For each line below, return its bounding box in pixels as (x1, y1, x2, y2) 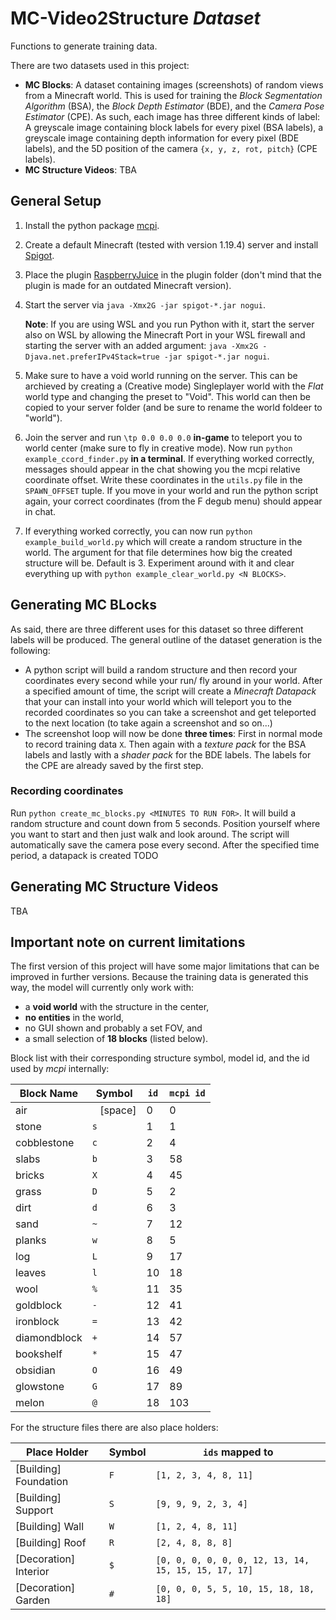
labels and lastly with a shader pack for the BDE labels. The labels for (24, 748, 312, 761)
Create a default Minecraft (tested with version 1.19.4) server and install (24, 238, 319, 251)
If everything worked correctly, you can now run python (24, 525, 253, 537)
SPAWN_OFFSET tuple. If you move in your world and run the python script (24, 484, 319, 496)
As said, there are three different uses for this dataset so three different (10, 623, 304, 635)
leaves (15, 1266, 47, 1280)
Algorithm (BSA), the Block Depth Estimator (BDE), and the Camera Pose (24, 100, 325, 112)
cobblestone (15, 1136, 75, 1150)
